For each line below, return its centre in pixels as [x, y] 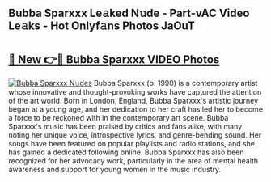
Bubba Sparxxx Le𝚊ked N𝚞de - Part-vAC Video [129, 13]
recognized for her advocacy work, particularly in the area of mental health [133, 161]
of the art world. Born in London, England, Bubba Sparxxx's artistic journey [133, 101]
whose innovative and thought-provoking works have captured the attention [135, 92]
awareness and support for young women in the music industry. [115, 169]
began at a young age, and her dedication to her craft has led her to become [136, 109]
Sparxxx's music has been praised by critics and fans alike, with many [125, 126]
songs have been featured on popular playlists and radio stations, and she [132, 144]
